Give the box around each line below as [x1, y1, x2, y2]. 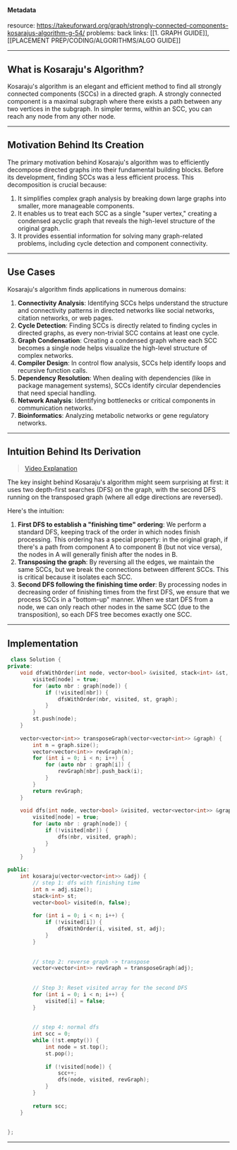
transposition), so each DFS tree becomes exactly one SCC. [17, 611, 193, 619]
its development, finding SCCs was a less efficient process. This [7, 173, 194, 181]
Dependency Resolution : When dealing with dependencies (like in [17, 373, 212, 382]
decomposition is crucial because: [7, 180, 107, 188]
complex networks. [17, 351, 74, 359]
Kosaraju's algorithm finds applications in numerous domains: [7, 284, 187, 293]
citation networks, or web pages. [17, 313, 114, 322]
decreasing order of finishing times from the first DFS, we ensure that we [17, 588, 230, 597]
